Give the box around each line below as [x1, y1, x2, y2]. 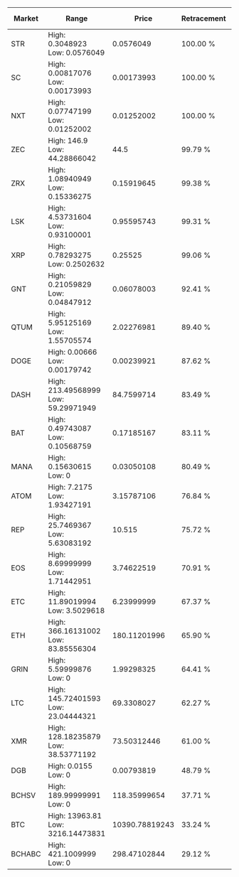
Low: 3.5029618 [48, 606, 105, 615]
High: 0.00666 [48, 348, 97, 357]
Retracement [181, 14, 226, 23]
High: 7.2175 [48, 483, 93, 492]
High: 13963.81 [48, 811, 102, 820]
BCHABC [11, 849, 41, 859]
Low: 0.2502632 [48, 259, 105, 269]
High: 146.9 [48, 136, 88, 145]
